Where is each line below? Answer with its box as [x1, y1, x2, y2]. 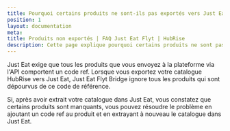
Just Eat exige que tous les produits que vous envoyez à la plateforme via [7, 61, 215, 68]
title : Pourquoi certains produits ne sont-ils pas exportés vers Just [7, 10, 216, 17]
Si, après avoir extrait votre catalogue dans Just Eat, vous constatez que [7, 96, 212, 103]
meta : [7, 29, 23, 36]
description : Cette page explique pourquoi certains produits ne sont [7, 42, 213, 48]
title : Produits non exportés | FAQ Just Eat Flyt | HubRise [7, 35, 186, 42]
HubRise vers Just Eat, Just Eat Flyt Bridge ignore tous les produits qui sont [7, 75, 220, 83]
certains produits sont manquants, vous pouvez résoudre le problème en [7, 103, 212, 111]
